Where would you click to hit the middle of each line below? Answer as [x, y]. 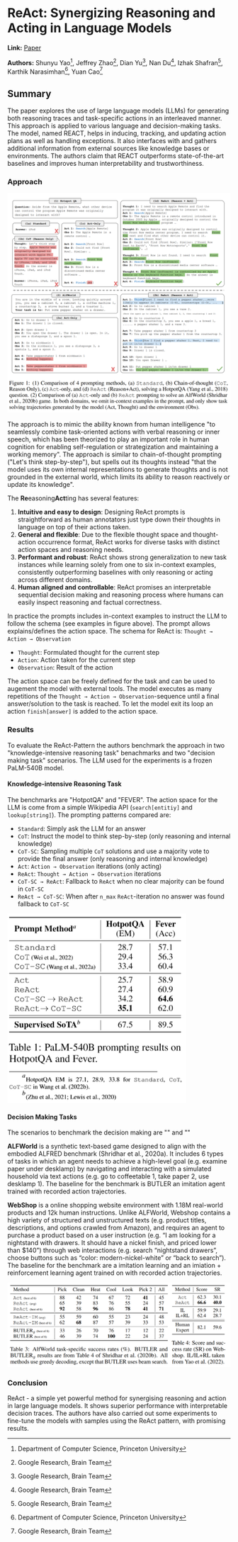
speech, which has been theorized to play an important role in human [109, 439]
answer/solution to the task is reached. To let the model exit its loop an [110, 704]
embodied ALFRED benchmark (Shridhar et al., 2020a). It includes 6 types [115, 1154]
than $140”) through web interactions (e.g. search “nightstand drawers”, [113, 1250]
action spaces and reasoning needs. [70, 550]
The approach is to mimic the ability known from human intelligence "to [112, 424]
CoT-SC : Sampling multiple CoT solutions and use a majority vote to [113, 851]
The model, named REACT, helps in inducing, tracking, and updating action [117, 133]
